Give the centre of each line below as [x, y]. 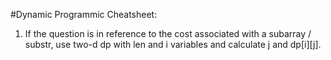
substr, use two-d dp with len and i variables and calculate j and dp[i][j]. [173, 44]
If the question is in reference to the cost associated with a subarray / [168, 33]
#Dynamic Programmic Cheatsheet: [84, 14]
